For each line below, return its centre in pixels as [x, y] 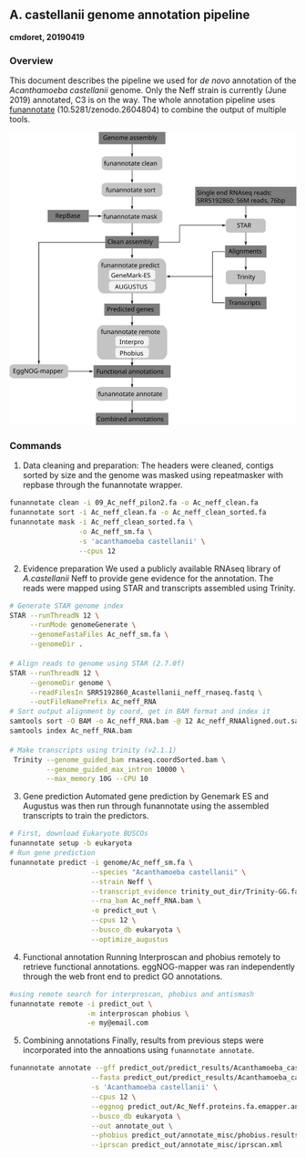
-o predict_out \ [123, 911]
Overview [31, 60]
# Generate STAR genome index [67, 606]
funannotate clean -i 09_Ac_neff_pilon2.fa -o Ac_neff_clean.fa [134, 503]
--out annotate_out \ [132, 1126]
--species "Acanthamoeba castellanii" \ [168, 872]
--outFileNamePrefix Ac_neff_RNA [93, 702]
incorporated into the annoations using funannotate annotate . [138, 1050]
